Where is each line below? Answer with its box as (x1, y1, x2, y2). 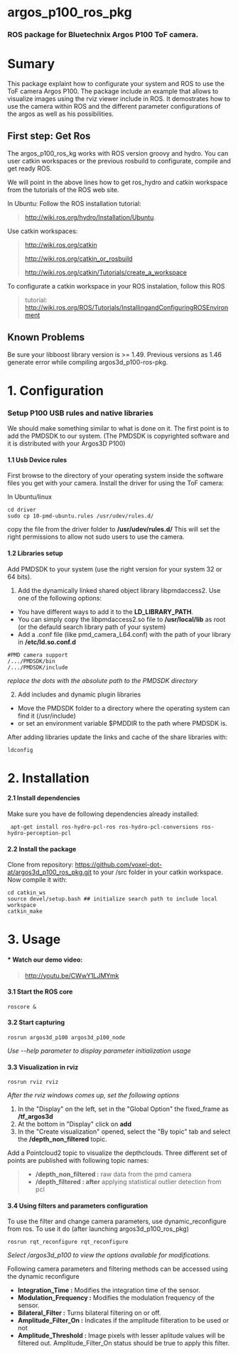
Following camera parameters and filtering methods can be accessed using (7, 1264, 229, 1273)
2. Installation (7, 770, 90, 786)
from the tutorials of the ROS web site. (7, 186, 119, 194)
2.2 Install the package (7, 844, 77, 853)
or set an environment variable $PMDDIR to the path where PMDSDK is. (17, 719, 227, 727)
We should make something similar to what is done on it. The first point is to (7, 424, 229, 433)
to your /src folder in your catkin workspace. (93, 868, 224, 876)
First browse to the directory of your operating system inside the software (7, 471, 224, 480)
